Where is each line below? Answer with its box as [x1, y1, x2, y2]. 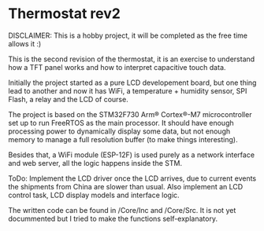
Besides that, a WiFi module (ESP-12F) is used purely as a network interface [8, 150, 255, 159]
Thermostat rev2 [8, 5, 121, 23]
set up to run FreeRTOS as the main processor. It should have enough [8, 118, 234, 127]
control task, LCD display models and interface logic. [8, 190, 180, 200]
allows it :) [8, 38, 42, 48]
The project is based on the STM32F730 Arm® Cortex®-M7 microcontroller [8, 109, 252, 119]
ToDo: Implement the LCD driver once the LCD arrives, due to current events [8, 174, 257, 183]
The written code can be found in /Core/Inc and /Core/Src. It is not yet [8, 205, 236, 214]
